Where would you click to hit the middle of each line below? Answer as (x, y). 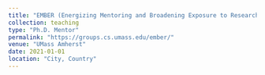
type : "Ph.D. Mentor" (44, 30)
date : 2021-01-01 (37, 52)
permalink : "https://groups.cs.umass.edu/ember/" (91, 37)
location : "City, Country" (52, 59)
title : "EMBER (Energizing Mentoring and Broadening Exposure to (118, 15)
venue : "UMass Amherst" (47, 45)
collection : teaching (44, 23)
